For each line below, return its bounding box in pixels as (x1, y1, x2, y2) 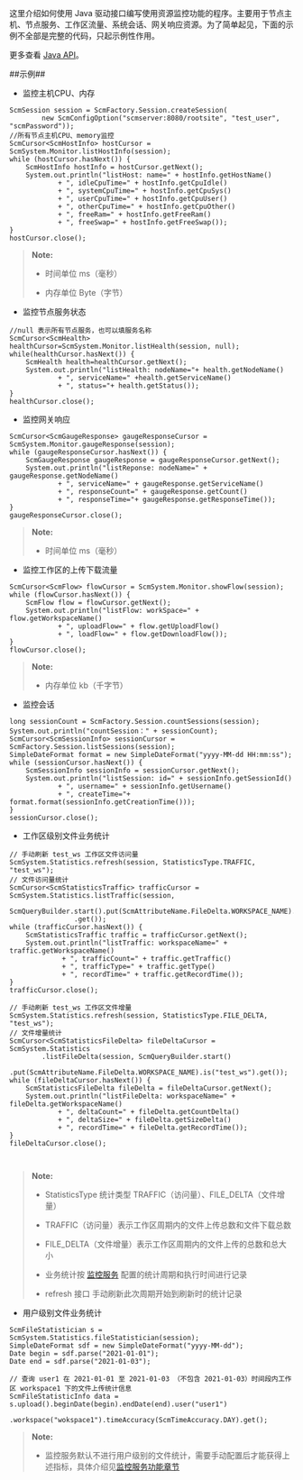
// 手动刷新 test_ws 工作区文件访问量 (9, 850, 139, 859)
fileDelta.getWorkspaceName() (9, 1100, 124, 1109)
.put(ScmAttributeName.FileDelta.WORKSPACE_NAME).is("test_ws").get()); (9, 1068, 289, 1077)
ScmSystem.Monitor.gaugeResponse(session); (9, 440, 176, 449)
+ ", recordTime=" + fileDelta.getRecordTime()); (57, 1123, 248, 1132)
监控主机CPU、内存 (22, 88, 96, 98)
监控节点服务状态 (22, 306, 87, 317)
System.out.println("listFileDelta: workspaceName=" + (25, 1092, 236, 1101)
